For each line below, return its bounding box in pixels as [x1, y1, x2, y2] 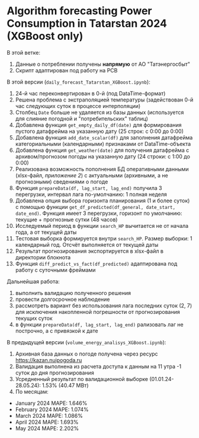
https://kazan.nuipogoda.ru [15, 356, 82, 363]
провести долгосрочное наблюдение [15, 296, 110, 303]
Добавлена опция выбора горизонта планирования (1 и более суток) [15, 197, 190, 204]
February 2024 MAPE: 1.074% [15, 405, 89, 413]
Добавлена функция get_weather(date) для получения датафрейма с [15, 147, 190, 154]
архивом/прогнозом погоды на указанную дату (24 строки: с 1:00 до [15, 153, 190, 160]
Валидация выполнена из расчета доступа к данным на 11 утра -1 [15, 363, 182, 370]
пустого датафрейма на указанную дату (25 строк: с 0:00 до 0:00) [15, 128, 184, 135]
